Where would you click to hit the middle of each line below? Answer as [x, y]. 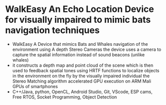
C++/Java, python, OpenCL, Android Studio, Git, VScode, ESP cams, [82, 92]
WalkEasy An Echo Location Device [80, 9]
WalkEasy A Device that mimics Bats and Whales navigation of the [80, 44]
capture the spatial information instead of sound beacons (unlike [79, 54]
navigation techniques [52, 30]
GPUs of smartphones [35, 86]
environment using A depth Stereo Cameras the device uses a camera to [87, 49]
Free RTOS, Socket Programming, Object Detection [65, 97]
